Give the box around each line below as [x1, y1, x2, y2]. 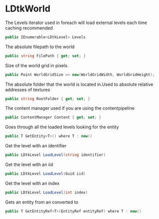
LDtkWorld [5, 3, 51, 15]
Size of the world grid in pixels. [5, 62, 69, 68]
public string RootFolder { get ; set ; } [5, 96, 91, 101]
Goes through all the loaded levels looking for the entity [5, 124, 119, 130]
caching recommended [5, 25, 53, 31]
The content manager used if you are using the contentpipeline [5, 105, 135, 111]
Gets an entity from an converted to [5, 199, 79, 205]
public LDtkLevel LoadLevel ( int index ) [5, 190, 88, 195]
